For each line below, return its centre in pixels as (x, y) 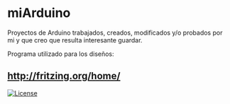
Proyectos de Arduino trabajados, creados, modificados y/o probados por (115, 33)
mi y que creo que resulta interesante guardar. (75, 40)
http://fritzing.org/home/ (64, 76)
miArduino (39, 13)
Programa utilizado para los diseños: (61, 54)
